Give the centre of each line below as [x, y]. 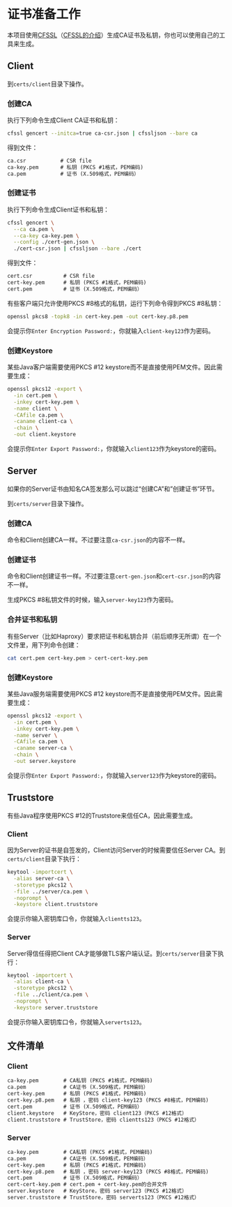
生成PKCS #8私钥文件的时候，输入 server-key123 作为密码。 [92, 600]
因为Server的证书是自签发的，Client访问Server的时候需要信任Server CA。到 [116, 850]
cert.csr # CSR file [51, 276]
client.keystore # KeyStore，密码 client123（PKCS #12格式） [97, 1113]
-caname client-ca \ [43, 422]
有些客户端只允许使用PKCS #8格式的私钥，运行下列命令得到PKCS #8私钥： [115, 303]
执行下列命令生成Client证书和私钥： [59, 209]
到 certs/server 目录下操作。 [47, 503]
